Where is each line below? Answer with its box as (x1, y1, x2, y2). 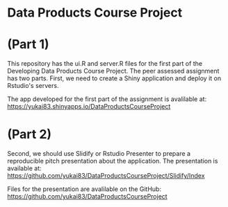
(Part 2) (7, 127, 52, 143)
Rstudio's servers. (7, 82, 59, 90)
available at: (7, 164, 42, 172)
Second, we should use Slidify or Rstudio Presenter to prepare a (7, 150, 191, 158)
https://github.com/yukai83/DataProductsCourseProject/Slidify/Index (7, 172, 205, 180)
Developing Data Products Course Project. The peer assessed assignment (7, 67, 220, 75)
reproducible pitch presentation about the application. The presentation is (7, 157, 218, 165)
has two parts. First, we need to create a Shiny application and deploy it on (7, 74, 221, 82)
